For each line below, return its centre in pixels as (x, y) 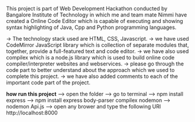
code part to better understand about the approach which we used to (90, 70)
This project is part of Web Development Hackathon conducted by (87, 9)
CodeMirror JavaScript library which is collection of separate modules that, (97, 45)
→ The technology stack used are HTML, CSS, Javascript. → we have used (97, 39)
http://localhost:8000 (32, 113)
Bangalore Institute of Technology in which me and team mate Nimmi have (97, 15)
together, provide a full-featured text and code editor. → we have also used (97, 51)
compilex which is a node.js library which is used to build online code (90, 57)
